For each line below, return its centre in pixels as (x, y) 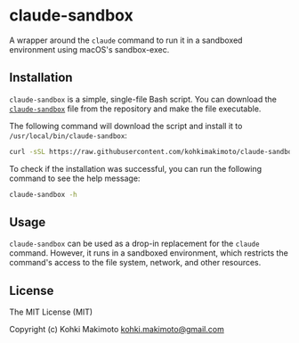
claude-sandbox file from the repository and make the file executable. (135, 109)
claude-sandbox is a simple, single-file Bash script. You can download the (143, 99)
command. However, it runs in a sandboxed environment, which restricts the (149, 253)
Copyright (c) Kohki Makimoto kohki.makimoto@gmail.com (117, 330)
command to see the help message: (75, 178)
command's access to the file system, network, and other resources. (135, 263)
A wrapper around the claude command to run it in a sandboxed (126, 40)
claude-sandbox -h (43, 194)
